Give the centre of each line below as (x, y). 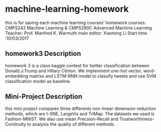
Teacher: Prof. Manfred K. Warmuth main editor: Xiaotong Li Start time (76, 33)
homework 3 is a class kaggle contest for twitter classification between (77, 65)
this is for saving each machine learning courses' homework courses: (76, 23)
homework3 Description (43, 54)
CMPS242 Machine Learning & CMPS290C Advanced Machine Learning (79, 27)
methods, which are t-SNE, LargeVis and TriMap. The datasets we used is (80, 113)
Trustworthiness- (137, 119)
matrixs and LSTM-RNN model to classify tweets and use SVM (93, 76)
